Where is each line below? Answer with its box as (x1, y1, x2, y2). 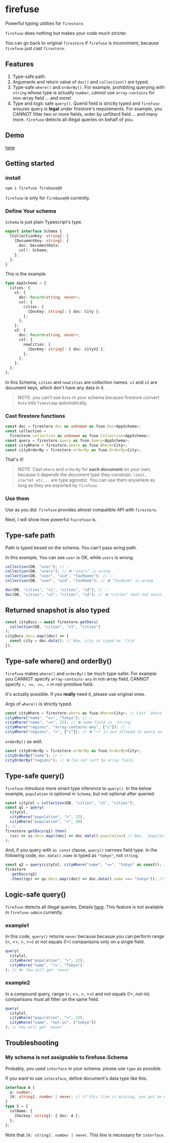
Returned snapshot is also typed (5, 606, 110, 615)
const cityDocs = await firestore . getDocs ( (5, 619, 99, 624)
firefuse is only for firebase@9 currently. (5, 195, 91, 201)
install (5, 174, 21, 181)
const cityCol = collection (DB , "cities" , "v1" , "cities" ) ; (5, 800, 135, 806)
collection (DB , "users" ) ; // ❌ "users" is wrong (5, 569, 110, 574)
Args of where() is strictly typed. (5, 701, 72, 707)
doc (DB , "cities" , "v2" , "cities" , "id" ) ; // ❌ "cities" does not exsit (5, 592, 163, 597)
